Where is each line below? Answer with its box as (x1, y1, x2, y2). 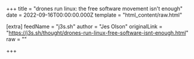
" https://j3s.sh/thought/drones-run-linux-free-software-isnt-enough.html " (6, 29, 189, 36)
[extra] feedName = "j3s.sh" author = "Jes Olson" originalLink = (6, 23, 163, 30)
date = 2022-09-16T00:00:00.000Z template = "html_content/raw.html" (6, 11, 183, 18)
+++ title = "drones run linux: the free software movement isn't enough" (6, 5, 183, 12)
